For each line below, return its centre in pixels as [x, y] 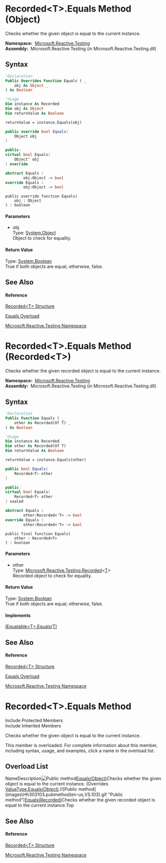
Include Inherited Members [33, 726]
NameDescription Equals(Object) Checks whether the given [83, 779]
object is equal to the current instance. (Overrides [57, 784]
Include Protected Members [34, 720]
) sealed [14, 502]
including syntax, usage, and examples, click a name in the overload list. [80, 751]
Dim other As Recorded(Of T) [36, 446]
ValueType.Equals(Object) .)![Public [41, 789]
